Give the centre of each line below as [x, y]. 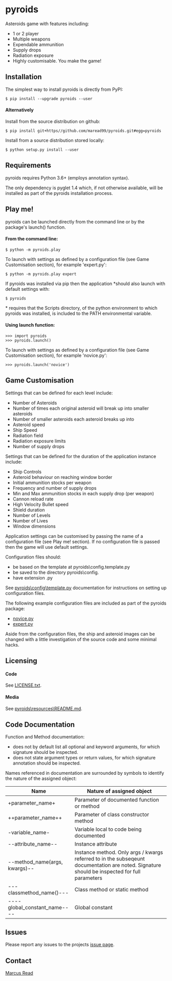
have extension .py [33, 577]
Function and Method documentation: [45, 737]
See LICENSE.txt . [24, 685]
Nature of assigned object [119, 791]
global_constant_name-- [38, 908]
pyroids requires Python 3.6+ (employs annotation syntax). [67, 177]
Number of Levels [31, 515]
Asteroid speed [29, 425]
